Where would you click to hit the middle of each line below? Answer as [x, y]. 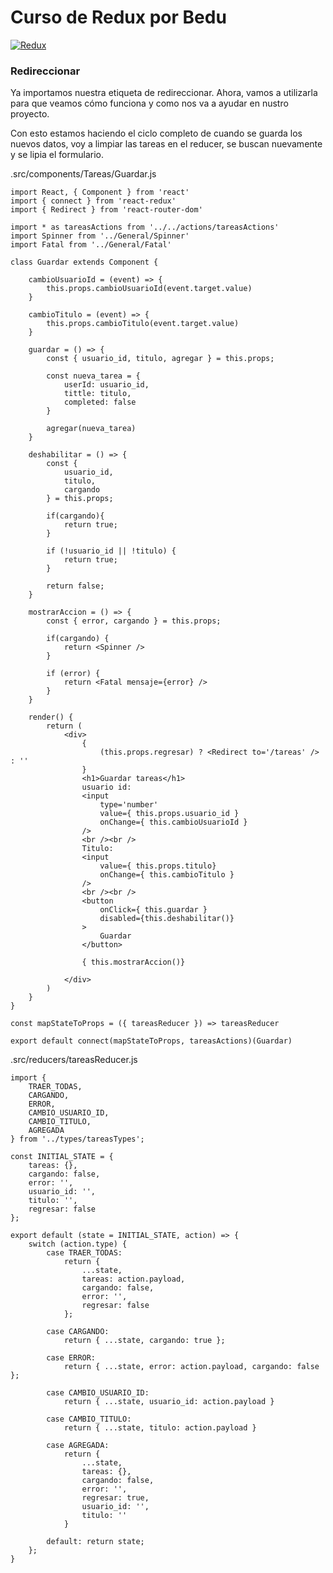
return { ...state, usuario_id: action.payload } [169, 1402]
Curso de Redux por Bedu [118, 17]
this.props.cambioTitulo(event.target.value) [143, 324]
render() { [51, 717]
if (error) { [73, 674]
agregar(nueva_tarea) [91, 429]
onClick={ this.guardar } [153, 910]
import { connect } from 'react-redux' [93, 201]
